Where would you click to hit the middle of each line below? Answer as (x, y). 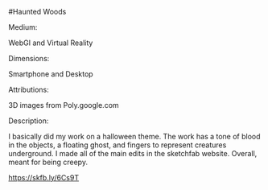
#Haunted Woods (37, 12)
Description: (29, 121)
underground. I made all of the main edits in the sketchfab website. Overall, (133, 153)
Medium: (23, 27)
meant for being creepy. (48, 162)
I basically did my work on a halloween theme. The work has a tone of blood (134, 136)
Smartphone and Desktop (51, 74)
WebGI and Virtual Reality (51, 43)
